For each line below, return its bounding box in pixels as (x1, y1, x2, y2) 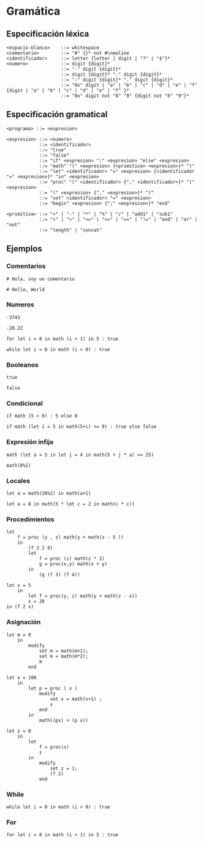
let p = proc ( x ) (28, 685, 78, 691)
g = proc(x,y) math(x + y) (38, 561, 108, 567)
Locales (6, 476, 30, 485)
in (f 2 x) (6, 604, 34, 610)
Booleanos (6, 360, 39, 369)
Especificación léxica (6, 29, 90, 39)
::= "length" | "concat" (38, 227, 102, 233)
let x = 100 (6, 675, 37, 681)
